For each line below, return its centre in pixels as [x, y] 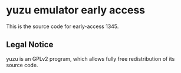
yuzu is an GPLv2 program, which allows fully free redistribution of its [90, 58]
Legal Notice [30, 45]
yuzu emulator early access [76, 10]
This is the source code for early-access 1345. [62, 26]
